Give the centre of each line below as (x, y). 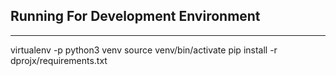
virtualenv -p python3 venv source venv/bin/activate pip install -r (144, 50)
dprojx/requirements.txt (59, 60)
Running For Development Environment (135, 16)
